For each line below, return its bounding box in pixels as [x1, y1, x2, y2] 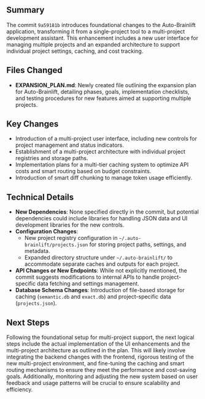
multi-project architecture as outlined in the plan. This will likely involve [6, 347, 186, 354]
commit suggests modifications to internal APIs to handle [15, 273, 160, 281]
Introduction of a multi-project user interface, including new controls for [15, 135, 198, 142]
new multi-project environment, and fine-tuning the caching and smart [6, 360, 185, 367]
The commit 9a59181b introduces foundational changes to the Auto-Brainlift [6, 21, 196, 28]
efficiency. [6, 386, 33, 393]
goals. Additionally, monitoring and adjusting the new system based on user [6, 373, 198, 380]
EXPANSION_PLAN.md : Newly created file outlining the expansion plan [15, 81, 196, 88]
